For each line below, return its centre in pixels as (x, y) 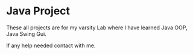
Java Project (38, 11)
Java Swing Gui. (27, 33)
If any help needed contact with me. (51, 45)
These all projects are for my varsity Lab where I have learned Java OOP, (97, 27)
